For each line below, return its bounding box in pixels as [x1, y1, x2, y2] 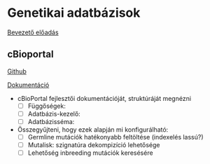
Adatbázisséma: [27, 117, 75, 125]
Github [7, 67, 27, 75]
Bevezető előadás [7, 28, 59, 36]
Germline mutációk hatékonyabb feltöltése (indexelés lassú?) [27, 132, 204, 141]
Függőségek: [27, 102, 66, 110]
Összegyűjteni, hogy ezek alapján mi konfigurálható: [17, 125, 169, 134]
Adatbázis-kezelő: [27, 109, 80, 118]
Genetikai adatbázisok [7, 5, 141, 21]
